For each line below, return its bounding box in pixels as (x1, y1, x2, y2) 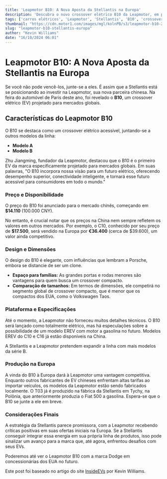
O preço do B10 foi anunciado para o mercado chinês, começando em (5, 202, 149, 208)
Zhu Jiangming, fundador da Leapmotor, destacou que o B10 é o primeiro (5, 157, 156, 163)
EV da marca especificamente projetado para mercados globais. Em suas (5, 163, 156, 169)
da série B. (5, 348, 27, 354)
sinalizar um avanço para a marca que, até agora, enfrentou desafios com (5, 438, 157, 445)
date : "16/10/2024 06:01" (5, 35, 59, 40)
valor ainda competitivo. (5, 233, 55, 239)
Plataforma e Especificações (5, 306, 76, 313)
